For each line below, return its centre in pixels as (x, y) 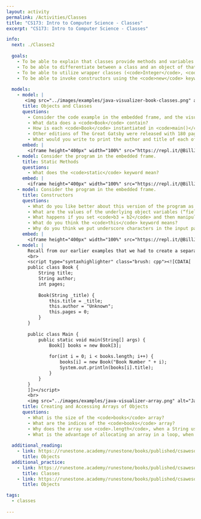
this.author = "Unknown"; (81, 306)
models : (21, 89)
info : (13, 40)
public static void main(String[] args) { (92, 340)
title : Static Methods (50, 162)
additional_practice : (39, 462)
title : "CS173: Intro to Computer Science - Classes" (75, 23)
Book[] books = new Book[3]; (85, 345)
